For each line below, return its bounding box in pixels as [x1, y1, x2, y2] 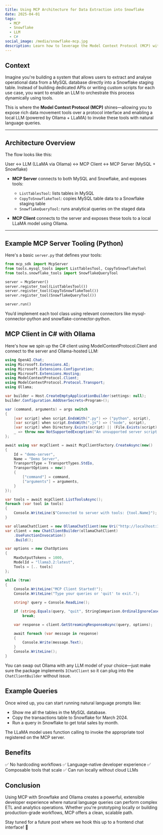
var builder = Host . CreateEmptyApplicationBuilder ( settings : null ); [5, 393, 147, 398]
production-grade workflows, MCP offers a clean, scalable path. [5, 810, 133, 816]
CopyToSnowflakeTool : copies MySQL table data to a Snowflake [19, 195, 145, 201]
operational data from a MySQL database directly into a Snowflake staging [5, 79, 154, 85]
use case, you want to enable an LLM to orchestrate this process [5, 90, 135, 96]
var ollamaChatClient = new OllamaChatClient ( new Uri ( [5, 524, 118, 529]
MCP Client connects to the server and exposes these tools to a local [12, 215, 151, 221]
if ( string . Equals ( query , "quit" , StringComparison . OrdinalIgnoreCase [14, 609, 160, 614]
